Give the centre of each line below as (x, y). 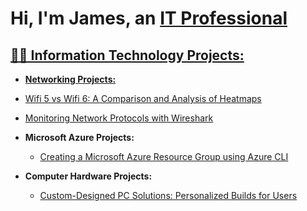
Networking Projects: (70, 79)
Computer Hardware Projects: (88, 176)
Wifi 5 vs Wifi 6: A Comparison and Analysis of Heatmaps (143, 98)
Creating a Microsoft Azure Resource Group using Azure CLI (164, 156)
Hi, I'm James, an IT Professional (149, 18)
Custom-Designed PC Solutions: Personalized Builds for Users (168, 195)
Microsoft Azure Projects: (79, 137)
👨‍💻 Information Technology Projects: (127, 55)
